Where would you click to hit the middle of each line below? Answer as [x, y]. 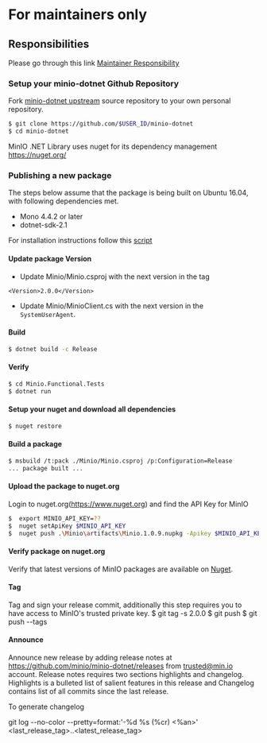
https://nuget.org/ [37, 155]
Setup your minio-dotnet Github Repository [94, 83]
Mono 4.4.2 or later [51, 217]
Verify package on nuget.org [57, 551]
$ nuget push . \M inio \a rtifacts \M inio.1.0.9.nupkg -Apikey [110, 533]
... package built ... [46, 468]
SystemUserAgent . [48, 314]
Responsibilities [49, 44]
